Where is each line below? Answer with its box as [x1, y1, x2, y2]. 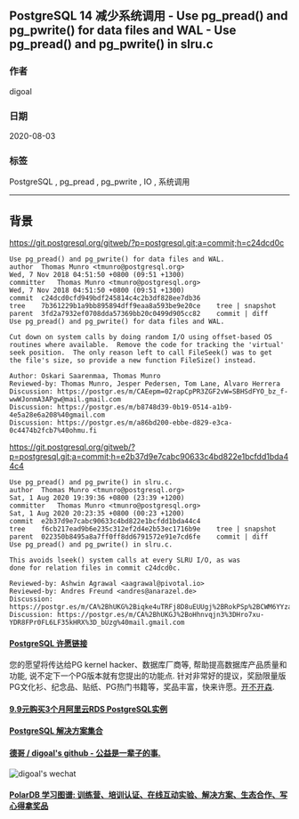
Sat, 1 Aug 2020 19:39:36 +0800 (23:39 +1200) [9, 493, 185, 503]
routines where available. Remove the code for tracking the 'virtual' [9, 341, 285, 350]
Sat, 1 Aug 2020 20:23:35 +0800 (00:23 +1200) [9, 509, 185, 518]
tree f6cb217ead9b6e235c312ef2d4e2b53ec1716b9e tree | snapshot [9, 524, 277, 534]
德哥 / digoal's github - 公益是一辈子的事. [9, 748, 161, 758]
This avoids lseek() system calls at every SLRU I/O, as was [9, 555, 241, 565]
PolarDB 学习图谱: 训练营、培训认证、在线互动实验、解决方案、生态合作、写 [9, 790, 288, 800]
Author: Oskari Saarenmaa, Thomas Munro [9, 372, 162, 381]
